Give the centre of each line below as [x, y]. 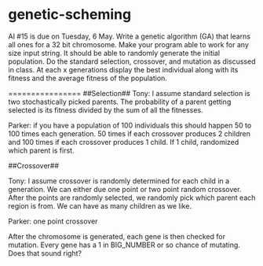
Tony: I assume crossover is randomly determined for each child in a [119, 181]
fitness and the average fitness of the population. [88, 78]
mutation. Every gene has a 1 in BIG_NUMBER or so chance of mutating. [124, 245]
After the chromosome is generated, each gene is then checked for [117, 236]
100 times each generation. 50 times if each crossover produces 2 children [130, 133]
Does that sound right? [45, 253]
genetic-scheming [70, 15]
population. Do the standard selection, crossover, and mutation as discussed [132, 61]
